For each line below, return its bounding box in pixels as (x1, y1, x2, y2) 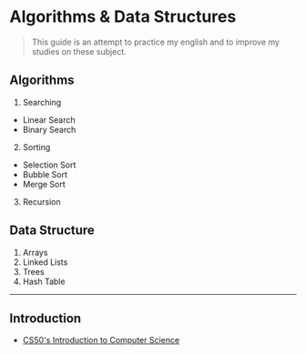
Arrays (22, 247, 48, 258)
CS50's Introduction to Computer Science (22, 335, 180, 346)
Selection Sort (22, 159, 76, 170)
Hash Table (22, 276, 66, 287)
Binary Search (22, 124, 76, 135)
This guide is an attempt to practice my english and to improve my (31, 36, 280, 47)
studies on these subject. (31, 46, 127, 56)
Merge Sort (22, 178, 66, 189)
